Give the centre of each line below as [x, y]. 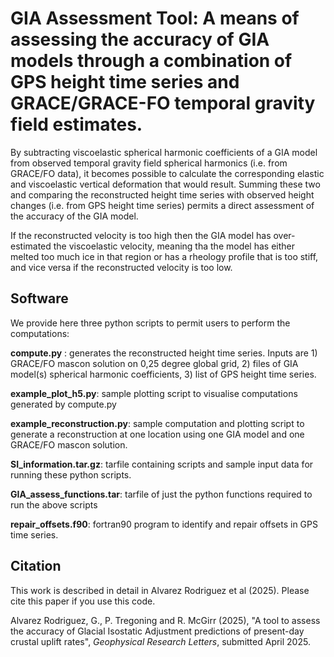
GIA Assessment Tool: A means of [155, 18]
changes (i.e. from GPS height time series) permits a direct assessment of [162, 205]
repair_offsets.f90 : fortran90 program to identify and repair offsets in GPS [164, 524]
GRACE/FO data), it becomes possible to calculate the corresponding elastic [167, 173]
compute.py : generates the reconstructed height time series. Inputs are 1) [164, 353]
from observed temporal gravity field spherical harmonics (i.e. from [149, 163]
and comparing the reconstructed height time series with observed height [162, 194]
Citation [36, 566]
